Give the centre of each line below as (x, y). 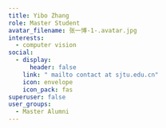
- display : (34, 60)
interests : (26, 38)
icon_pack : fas (48, 89)
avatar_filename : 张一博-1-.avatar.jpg (73, 30)
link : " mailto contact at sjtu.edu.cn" (91, 75)
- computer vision (46, 45)
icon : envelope (48, 82)
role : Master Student (44, 23)
